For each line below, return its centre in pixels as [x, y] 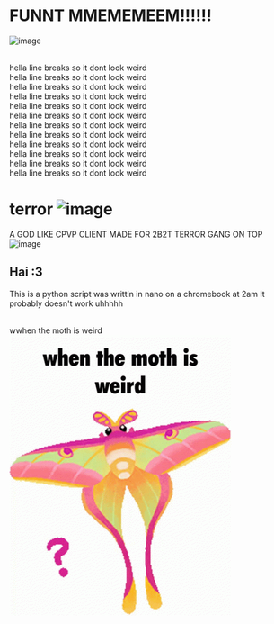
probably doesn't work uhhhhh [66, 303]
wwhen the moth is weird [56, 330]
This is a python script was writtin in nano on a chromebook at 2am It [137, 294]
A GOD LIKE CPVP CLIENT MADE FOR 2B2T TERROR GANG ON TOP [136, 234]
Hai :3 [26, 272]
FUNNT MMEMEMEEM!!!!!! [111, 16]
